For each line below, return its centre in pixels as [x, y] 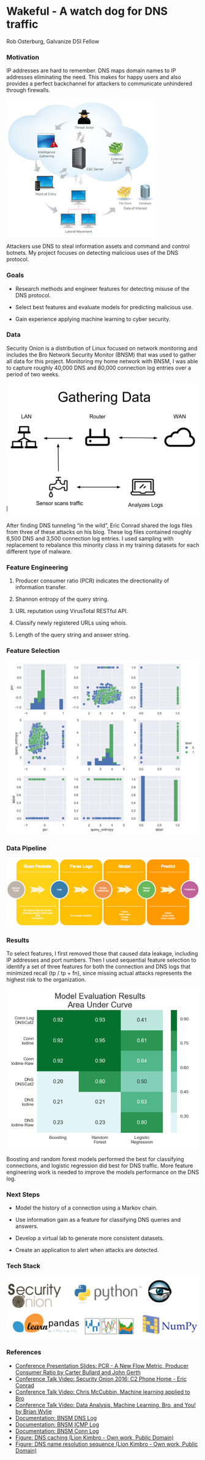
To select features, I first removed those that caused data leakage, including [102, 954]
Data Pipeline [27, 848]
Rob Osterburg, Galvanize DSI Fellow [53, 41]
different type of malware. [39, 551]
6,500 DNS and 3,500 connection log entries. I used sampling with [90, 538]
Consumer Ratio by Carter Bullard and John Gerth [78, 1372]
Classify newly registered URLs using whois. [71, 623]
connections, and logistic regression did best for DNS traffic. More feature [100, 1166]
